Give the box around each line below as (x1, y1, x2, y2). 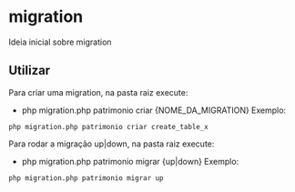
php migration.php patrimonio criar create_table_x (8, 122, 209, 131)
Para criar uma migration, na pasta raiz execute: (8, 86, 188, 97)
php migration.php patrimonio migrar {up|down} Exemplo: (21, 156, 239, 167)
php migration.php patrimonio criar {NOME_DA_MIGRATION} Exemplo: (21, 105, 287, 116)
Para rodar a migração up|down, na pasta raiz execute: (8, 138, 215, 149)
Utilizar (8, 63, 51, 78)
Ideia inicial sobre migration (8, 36, 112, 47)
